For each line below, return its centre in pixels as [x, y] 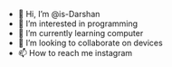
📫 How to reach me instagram [75, 53]
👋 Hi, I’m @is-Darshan [59, 14]
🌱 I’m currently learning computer [81, 33]
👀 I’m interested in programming [78, 24]
